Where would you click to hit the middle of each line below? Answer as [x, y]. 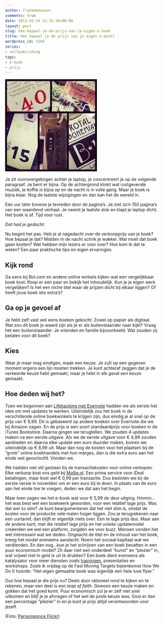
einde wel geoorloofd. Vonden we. [40, 458]
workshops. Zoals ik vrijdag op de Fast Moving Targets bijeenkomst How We [82, 566]
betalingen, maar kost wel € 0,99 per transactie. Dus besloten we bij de [77, 478]
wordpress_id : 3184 [25, 42]
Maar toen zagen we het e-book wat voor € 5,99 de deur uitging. [70, 498]
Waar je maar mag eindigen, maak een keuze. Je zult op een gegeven [75, 363]
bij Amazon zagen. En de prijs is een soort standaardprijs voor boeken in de [81, 426]
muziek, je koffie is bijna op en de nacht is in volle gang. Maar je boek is [78, 190]
